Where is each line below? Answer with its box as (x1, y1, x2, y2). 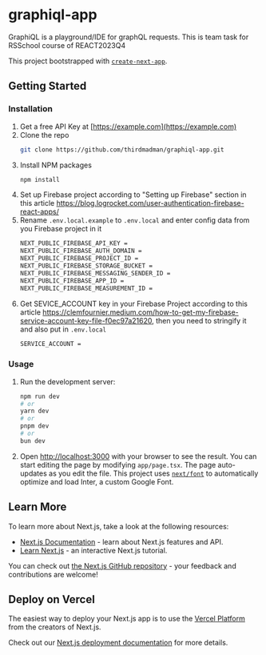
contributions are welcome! (8, 569, 98, 579)
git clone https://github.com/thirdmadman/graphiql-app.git (19, 146, 224, 154)
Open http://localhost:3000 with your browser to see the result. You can (19, 451, 257, 461)
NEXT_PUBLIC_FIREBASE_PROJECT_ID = (19, 255, 139, 263)
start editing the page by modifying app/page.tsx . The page (19, 460, 216, 469)
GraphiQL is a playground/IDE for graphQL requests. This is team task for (8, 32, 249, 42)
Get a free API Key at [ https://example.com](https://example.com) (19, 122, 237, 131)
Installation (8, 103, 54, 115)
